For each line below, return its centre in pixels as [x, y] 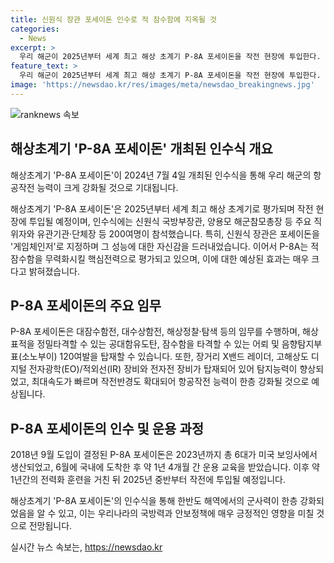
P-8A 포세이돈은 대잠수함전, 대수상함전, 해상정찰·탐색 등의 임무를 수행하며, [155, 332]
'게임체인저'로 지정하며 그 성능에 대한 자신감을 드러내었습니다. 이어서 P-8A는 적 [165, 246]
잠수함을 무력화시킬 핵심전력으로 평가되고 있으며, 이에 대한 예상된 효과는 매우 [160, 258]
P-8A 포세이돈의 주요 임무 [86, 305]
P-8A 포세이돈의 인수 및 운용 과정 [107, 428]
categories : [35, 29]
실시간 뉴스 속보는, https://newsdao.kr [86, 547]
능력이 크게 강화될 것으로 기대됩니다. [107, 187]
